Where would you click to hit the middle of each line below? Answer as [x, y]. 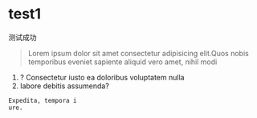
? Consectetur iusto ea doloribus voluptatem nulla [102, 77]
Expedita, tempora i [43, 100]
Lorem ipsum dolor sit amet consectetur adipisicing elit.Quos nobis [138, 53]
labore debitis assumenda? [65, 86]
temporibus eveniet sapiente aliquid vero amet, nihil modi [122, 62]
